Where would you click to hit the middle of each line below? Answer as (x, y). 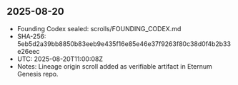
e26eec (28, 51)
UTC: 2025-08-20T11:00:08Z (60, 59)
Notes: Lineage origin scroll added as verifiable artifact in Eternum (114, 66)
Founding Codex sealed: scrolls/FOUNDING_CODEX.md (99, 28)
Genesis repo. (38, 74)
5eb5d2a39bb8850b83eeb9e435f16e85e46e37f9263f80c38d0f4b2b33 (124, 44)
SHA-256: (31, 36)
